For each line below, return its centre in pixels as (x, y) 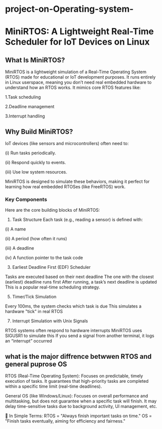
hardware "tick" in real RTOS (34, 312)
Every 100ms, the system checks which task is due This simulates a (73, 306)
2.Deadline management (30, 107)
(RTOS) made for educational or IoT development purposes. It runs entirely (80, 77)
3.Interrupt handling (25, 116)
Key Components (26, 199)
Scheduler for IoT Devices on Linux (78, 42)
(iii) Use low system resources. (36, 172)
